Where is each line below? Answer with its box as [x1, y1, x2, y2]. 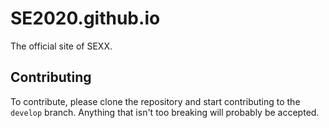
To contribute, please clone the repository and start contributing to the [10, 95, 301, 107]
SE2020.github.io [10, 7, 161, 30]
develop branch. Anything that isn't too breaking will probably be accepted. [10, 106, 320, 118]
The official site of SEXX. [10, 40, 113, 52]
